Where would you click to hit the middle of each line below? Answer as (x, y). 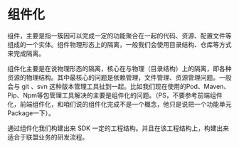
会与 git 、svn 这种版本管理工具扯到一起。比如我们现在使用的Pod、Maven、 (119, 86)
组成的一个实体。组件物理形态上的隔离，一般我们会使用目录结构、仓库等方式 (119, 44)
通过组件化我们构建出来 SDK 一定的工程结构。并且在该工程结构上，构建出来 (118, 128)
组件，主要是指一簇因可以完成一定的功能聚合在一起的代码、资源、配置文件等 (119, 36)
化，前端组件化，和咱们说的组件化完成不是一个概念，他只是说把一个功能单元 (119, 104)
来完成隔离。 (26, 53)
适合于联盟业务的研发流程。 (48, 137)
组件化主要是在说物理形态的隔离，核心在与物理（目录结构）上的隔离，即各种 (119, 68)
